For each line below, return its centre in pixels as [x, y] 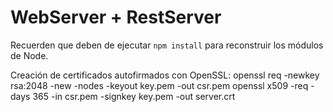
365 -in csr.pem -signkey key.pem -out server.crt [134, 96]
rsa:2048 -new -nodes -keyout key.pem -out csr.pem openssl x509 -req [159, 85]
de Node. [29, 55]
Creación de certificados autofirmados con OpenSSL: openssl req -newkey [165, 75]
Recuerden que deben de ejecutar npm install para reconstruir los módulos [167, 45]
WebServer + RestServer [116, 17]
